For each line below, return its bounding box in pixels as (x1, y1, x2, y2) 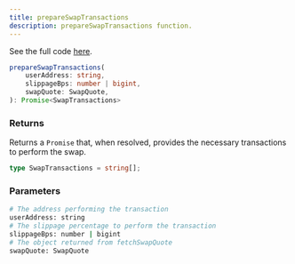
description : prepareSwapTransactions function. (9, 21, 193, 30)
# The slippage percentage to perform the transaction (9, 221, 217, 231)
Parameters (9, 184, 60, 196)
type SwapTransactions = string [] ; (9, 164, 141, 173)
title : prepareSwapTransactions (9, 12, 129, 22)
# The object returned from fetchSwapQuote (9, 237, 173, 247)
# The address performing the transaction (9, 205, 169, 214)
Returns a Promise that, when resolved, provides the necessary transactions (9, 137, 287, 148)
